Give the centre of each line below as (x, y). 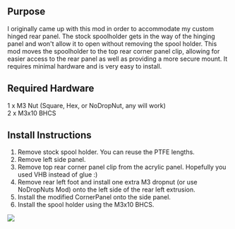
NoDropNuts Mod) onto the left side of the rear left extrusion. (106, 189)
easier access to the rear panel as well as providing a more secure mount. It (117, 59)
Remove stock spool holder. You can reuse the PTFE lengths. (106, 152)
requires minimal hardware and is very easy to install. (85, 66)
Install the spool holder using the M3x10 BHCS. (86, 205)
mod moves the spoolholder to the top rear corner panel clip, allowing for (114, 51)
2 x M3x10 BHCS (32, 113)
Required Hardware (51, 89)
